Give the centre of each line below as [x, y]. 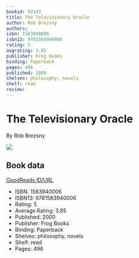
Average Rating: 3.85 [41, 210]
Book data [25, 166]
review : [16, 90]
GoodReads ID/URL [30, 180]
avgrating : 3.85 [26, 51]
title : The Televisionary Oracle [48, 17]
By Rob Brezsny [26, 136]
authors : [17, 28]
